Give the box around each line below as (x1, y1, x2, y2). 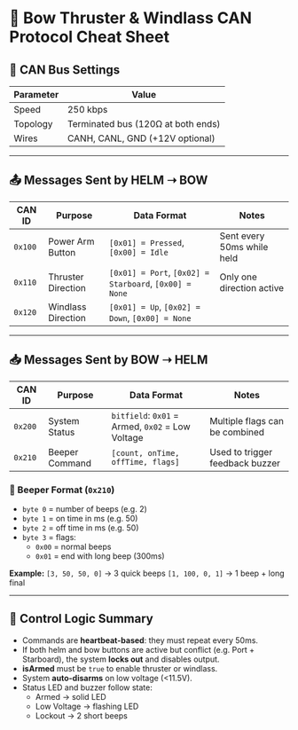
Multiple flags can (209, 414, 284, 427)
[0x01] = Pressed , (109, 236, 184, 248)
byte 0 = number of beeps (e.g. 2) (21, 503, 148, 514)
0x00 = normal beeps (35, 541, 112, 552)
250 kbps (67, 104, 108, 115)
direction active (219, 281, 285, 294)
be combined (209, 426, 264, 438)
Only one (219, 271, 257, 283)
